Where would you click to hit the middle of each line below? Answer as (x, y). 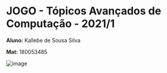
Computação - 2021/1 (61, 24)
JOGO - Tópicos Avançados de (84, 11)
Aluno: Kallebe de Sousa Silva (43, 40)
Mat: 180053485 (27, 51)
